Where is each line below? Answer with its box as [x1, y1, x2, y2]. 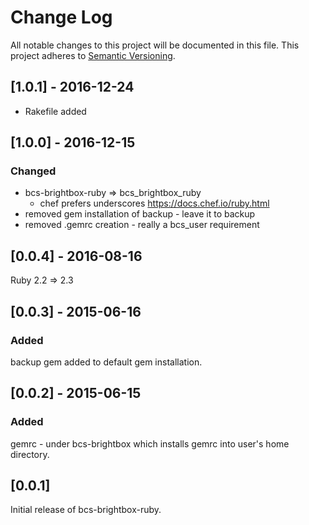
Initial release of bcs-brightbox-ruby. [10, 504, 162, 516]
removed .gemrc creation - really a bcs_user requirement [24, 219, 260, 231]
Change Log [10, 6, 113, 29]
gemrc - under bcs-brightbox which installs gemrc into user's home [10, 437, 290, 450]
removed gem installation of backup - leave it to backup [24, 208, 256, 220]
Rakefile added [24, 105, 87, 117]
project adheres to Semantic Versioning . [10, 49, 176, 61]
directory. [10, 448, 50, 460]
